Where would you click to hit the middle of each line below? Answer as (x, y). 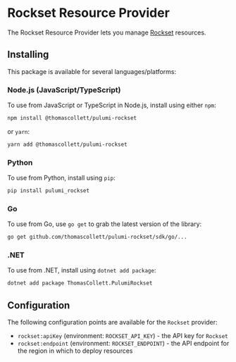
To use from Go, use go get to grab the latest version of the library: (105, 224)
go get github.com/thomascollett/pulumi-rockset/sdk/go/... (98, 237)
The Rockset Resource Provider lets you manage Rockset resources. (107, 32)
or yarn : (19, 131)
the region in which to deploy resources (75, 351)
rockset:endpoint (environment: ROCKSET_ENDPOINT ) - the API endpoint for (123, 344)
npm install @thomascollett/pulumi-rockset (72, 118)
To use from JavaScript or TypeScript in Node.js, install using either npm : (112, 105)
